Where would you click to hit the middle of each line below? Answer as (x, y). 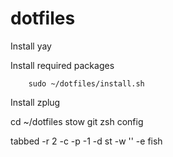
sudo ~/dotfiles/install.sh (86, 83)
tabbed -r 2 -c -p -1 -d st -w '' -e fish (86, 141)
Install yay (31, 46)
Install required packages (62, 65)
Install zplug (35, 102)
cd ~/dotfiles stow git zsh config (77, 121)
